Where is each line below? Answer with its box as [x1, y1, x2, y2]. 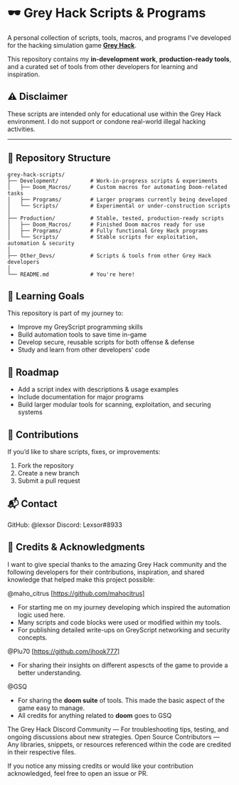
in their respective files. [7, 747, 76, 756]
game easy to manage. [17, 703, 85, 712]
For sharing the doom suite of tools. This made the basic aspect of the [17, 696, 225, 704]
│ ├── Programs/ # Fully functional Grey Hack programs [7, 227, 208, 235]
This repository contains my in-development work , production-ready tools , [7, 54, 232, 63]
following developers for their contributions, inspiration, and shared [7, 568, 205, 576]
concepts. [17, 633, 48, 642]
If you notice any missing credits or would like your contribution [7, 761, 193, 770]
